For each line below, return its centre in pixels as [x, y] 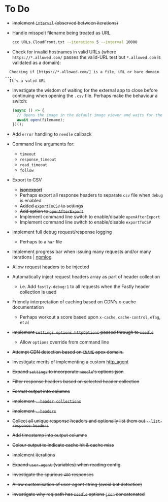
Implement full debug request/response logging [62, 232]
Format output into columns [41, 391]
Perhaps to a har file [41, 242]
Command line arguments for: [43, 144]
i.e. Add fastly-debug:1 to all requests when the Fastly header [85, 287]
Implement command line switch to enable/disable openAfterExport [90, 217]
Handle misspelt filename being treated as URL [61, 33]
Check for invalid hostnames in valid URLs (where [64, 52]
